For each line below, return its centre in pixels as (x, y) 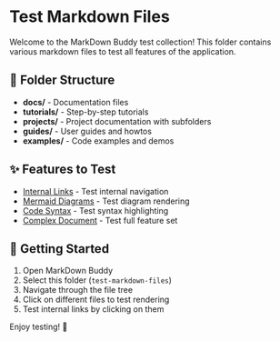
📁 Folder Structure (62, 80)
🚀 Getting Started (60, 249)
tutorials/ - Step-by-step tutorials (85, 112)
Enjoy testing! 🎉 (39, 327)
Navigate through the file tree (78, 290)
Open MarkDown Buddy (68, 271)
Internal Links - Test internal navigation (95, 191)
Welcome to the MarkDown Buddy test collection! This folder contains (140, 42)
